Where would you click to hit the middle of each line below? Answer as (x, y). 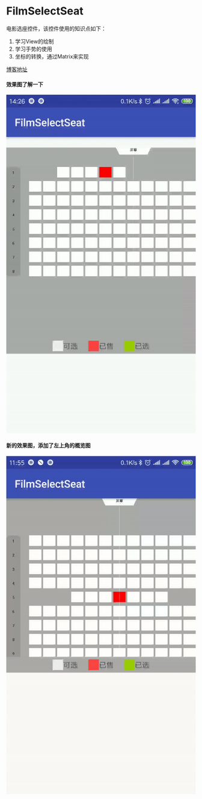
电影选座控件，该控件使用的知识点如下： (56, 28)
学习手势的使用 (33, 49)
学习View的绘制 (34, 41)
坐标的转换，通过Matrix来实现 (52, 56)
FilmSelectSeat (45, 11)
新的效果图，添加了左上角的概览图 (48, 446)
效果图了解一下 (25, 84)
